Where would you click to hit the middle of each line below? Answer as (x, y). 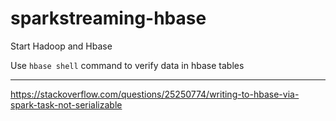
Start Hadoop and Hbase (61, 46)
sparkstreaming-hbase (108, 18)
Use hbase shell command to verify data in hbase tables (127, 65)
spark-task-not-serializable (66, 104)
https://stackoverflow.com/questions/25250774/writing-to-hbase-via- (155, 94)
